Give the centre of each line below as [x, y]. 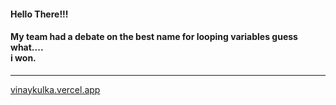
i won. [23, 58]
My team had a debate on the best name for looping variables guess [154, 37]
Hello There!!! [39, 14]
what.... [27, 47]
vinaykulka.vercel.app [55, 89]
